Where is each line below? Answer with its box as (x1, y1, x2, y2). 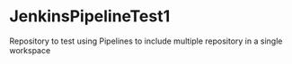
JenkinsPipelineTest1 (9, 6, 171, 27)
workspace (9, 44, 51, 55)
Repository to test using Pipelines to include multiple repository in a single (9, 36, 283, 46)
